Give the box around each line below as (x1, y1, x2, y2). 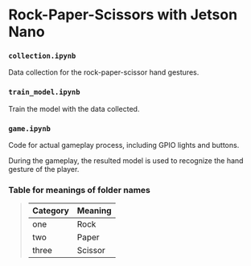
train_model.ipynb (8, 88, 80, 97)
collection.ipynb (8, 51, 76, 61)
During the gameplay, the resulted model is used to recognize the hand (8, 156, 244, 166)
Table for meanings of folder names (8, 185, 150, 195)
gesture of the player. (8, 165, 80, 174)
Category (31, 205, 70, 216)
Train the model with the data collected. (8, 104, 140, 113)
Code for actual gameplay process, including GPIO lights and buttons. (8, 141, 240, 150)
